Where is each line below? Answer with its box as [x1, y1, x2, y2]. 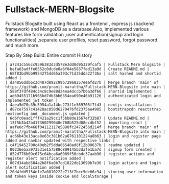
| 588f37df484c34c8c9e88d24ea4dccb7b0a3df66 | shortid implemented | [5, 88, 157, 94]
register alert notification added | [5, 156, 86, 161]
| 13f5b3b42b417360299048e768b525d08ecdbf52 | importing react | [5, 120, 147, 125]
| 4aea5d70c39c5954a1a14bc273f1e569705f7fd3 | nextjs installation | [5, 102, 157, 107]
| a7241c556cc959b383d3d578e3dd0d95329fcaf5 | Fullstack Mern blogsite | [5, 62, 166, 67]
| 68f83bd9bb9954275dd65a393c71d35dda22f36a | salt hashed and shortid [5, 71, 161, 76]
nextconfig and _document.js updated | [5, 111, 90, 116]
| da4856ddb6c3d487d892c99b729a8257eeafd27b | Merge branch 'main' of [5, 80, 159, 85]
